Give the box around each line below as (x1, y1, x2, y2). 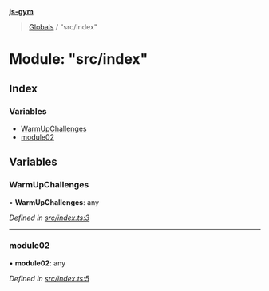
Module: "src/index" (9, 50, 148, 69)
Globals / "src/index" (28, 22, 98, 31)
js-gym (9, 7, 34, 16)
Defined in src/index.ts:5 (9, 273, 90, 283)
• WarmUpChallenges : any (9, 197, 99, 206)
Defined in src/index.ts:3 (9, 213, 90, 222)
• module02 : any (9, 258, 66, 268)
